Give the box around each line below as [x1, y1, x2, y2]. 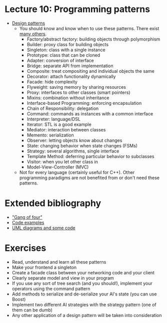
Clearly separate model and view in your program [11, 275, 114, 281]
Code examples [11, 219, 44, 225]
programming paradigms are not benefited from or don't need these [19, 175, 159, 181]
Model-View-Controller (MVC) [26, 164, 89, 170]
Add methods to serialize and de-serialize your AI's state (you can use [11, 291, 157, 297]
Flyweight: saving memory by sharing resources [26, 84, 126, 90]
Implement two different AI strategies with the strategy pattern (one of [11, 301, 156, 307]
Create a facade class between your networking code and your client [11, 269, 154, 275]
